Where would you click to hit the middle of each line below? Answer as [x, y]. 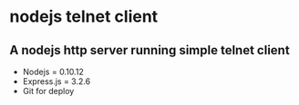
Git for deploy [48, 91]
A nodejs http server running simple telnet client [149, 50]
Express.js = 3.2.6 [57, 81]
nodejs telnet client [84, 17]
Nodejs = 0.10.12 [53, 72]
